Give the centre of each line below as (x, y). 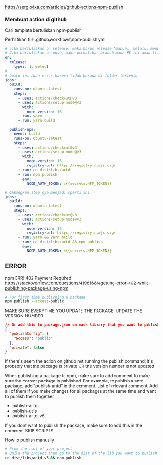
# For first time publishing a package (45, 297)
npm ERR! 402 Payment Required (38, 278)
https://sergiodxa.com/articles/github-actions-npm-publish (64, 7)
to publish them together (30, 396)
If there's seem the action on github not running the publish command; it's (79, 361)
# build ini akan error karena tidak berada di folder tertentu (71, 75)
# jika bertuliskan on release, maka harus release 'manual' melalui (77, 49)
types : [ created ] (31, 66)
